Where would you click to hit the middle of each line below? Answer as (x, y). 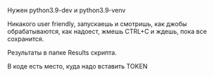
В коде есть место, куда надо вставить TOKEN (77, 66)
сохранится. (26, 39)
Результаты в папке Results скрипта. (62, 53)
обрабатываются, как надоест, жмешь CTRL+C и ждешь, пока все (107, 31)
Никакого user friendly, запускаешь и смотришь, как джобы (97, 24)
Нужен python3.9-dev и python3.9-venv (67, 10)
